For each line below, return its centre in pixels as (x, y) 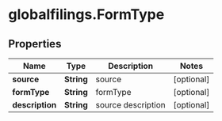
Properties (35, 44)
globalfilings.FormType (86, 15)
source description (131, 105)
